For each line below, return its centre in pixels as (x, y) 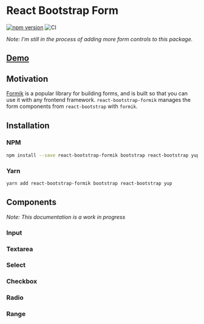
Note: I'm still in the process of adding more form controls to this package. (100, 39)
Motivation (27, 79)
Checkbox (22, 282)
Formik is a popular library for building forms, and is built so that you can (97, 93)
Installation (28, 125)
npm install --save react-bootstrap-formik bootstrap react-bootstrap (97, 155)
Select (16, 265)
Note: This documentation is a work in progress (66, 217)
